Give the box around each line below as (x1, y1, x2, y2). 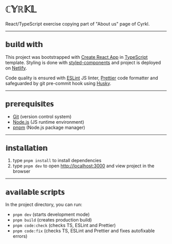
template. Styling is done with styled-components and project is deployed (5, 59, 161, 65)
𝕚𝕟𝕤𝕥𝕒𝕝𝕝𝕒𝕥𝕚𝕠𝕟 (5, 144, 48, 152)
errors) (12, 233, 28, 239)
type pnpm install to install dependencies (12, 158, 101, 164)
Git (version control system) (12, 113, 72, 120)
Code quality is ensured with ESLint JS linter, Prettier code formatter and (5, 75, 159, 81)
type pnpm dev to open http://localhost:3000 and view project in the (12, 163, 155, 169)
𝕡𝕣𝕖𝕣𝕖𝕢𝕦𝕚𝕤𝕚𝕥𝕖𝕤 (5, 100, 54, 108)
